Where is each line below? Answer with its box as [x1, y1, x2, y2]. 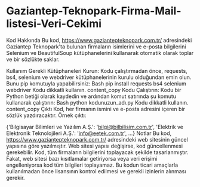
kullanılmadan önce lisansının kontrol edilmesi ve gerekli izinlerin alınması [6, 167, 186, 174]
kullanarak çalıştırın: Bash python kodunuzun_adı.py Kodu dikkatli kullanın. [6, 99, 189, 106]
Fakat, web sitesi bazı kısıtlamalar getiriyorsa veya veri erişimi [6, 155, 158, 162]
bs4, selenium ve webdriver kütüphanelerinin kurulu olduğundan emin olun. [6, 73, 192, 81]
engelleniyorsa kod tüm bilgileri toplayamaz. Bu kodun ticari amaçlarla [6, 161, 179, 168]
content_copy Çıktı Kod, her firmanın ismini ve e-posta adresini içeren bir [6, 105, 186, 112]
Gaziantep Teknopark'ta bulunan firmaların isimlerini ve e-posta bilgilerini [6, 43, 186, 50]
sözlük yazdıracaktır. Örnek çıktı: [6, 112, 87, 119]
